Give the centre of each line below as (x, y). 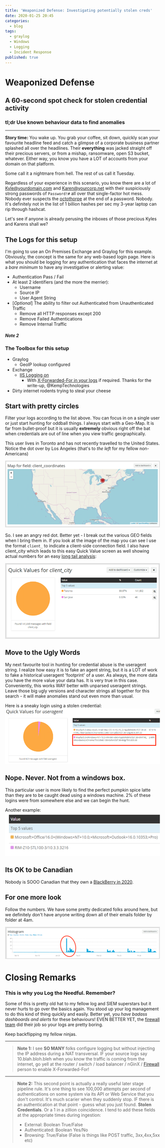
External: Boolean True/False (54, 1124)
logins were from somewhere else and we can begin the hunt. (68, 800)
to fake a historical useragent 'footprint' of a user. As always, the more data (81, 675)
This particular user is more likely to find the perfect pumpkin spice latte (78, 790)
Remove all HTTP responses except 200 (60, 314)
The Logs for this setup (41, 240)
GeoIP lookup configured (45, 364)
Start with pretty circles (42, 406)
